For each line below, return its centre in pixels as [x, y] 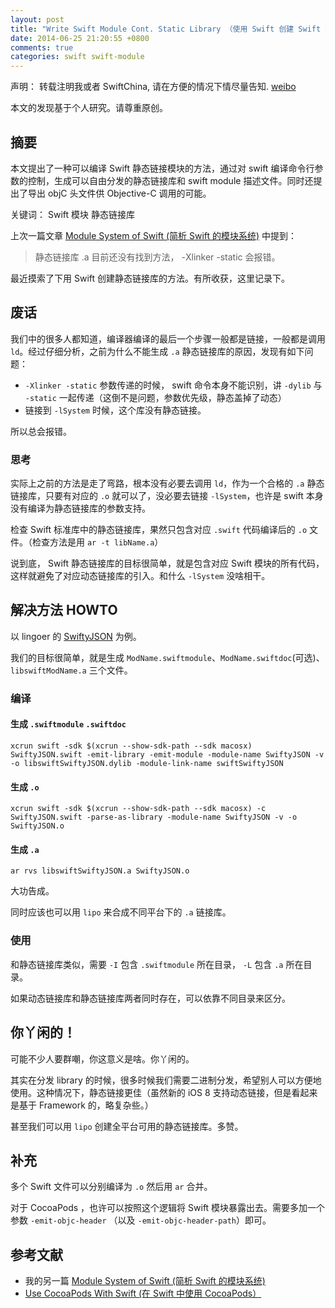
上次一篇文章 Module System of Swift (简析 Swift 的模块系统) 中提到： [154, 235]
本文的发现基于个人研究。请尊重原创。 [89, 108]
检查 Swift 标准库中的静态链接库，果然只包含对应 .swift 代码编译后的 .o [159, 530]
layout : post [37, 19]
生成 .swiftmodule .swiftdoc [68, 724]
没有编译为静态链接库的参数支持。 [80, 508]
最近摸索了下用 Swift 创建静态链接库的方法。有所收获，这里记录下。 [150, 278]
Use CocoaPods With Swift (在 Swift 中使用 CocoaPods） [143, 1293]
